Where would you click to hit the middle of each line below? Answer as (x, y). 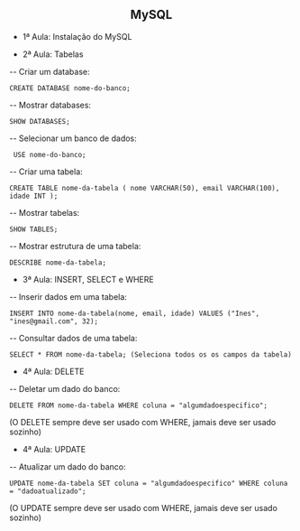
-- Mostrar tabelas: (45, 212)
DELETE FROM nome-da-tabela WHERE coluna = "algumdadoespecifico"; (139, 405)
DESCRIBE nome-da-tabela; (58, 262)
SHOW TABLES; (34, 229)
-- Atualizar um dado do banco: (68, 466)
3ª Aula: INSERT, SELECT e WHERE (88, 279)
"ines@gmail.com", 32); (54, 321)
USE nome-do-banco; (50, 154)
